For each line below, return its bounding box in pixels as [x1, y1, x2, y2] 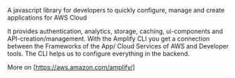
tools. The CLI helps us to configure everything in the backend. [7, 49, 190, 58]
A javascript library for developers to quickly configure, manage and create [7, 6, 225, 14]
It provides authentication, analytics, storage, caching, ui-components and [7, 27, 223, 35]
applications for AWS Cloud [7, 13, 87, 22]
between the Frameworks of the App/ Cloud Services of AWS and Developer [7, 42, 229, 50]
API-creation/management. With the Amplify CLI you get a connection [7, 34, 210, 43]
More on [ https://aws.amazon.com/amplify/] [7, 63, 135, 71]
